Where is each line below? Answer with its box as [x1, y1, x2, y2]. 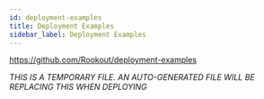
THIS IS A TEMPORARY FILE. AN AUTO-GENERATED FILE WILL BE [9, 72, 256, 83]
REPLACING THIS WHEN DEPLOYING [9, 82, 148, 93]
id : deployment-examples [9, 13, 102, 22]
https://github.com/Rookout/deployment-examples [9, 55, 198, 66]
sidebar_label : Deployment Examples [9, 30, 146, 39]
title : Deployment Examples [9, 22, 115, 31]
